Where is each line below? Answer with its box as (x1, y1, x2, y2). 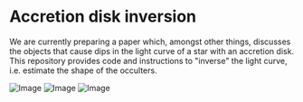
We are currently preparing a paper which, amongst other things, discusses (9, 36, 291, 47)
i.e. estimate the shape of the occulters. (9, 65, 157, 76)
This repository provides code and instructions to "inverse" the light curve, (9, 55, 288, 66)
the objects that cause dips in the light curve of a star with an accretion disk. (9, 45, 295, 56)
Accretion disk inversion (9, 6, 197, 27)
